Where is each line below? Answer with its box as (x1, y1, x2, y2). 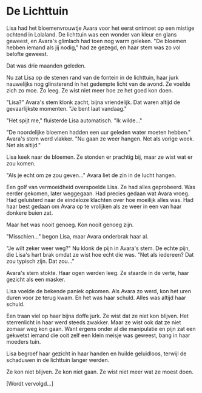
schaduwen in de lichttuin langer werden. (6, 356, 110, 363)
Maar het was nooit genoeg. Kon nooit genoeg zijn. (6, 221, 134, 228)
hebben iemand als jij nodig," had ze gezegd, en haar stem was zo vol (6, 44, 181, 51)
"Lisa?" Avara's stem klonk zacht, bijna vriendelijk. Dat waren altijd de (6, 99, 181, 106)
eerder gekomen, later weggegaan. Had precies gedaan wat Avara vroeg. (6, 190, 190, 197)
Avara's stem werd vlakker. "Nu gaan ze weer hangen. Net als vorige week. (6, 135, 194, 142)
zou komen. (6, 159, 36, 167)
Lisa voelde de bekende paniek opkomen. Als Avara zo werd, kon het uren (6, 287, 192, 294)
